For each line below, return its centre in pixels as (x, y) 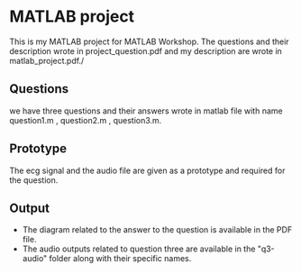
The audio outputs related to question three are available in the (139, 249)
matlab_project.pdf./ (47, 60)
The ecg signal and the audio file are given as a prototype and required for (147, 170)
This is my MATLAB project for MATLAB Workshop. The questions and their (150, 41)
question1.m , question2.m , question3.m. (86, 120)
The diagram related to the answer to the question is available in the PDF (157, 230)
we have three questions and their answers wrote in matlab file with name (146, 111)
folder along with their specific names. (120, 259)
